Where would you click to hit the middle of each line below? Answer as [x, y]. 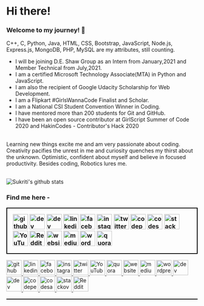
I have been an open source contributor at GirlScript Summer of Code [102, 120]
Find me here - [28, 197]
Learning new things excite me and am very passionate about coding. [93, 144]
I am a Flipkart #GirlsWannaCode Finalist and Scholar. [82, 100]
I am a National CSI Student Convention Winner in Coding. [88, 107]
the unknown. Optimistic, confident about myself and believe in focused [96, 157]
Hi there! [29, 11]
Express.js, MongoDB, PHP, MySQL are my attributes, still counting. [91, 50]
